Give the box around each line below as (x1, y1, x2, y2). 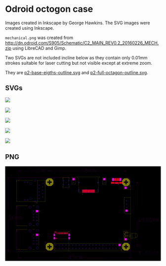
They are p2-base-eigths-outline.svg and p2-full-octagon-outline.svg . (5, 69, 148, 75)
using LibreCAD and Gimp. (12, 45, 67, 51)
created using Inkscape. (5, 25, 54, 31)
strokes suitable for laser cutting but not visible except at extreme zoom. (5, 60, 152, 66)
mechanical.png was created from (5, 35, 74, 41)
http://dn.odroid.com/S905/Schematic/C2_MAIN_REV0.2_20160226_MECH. (5, 40, 159, 45)
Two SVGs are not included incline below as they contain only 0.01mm (5, 54, 148, 60)
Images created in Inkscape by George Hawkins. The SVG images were (5, 20, 151, 26)
